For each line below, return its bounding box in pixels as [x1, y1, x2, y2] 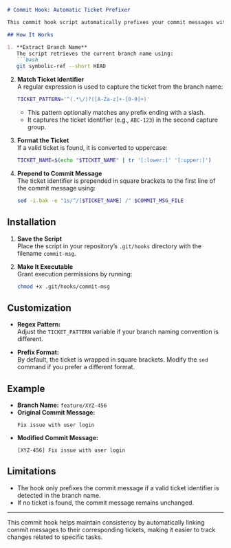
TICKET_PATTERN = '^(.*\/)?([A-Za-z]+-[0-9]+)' [16, 96, 150, 103]
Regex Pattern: [16, 320, 61, 329]
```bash [16, 56, 38, 63]
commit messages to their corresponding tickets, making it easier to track [7, 525, 216, 534]
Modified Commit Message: [16, 434, 98, 442]
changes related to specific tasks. [7, 533, 103, 541]
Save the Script [16, 234, 63, 243]
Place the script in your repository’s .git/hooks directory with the [16, 241, 201, 250]
